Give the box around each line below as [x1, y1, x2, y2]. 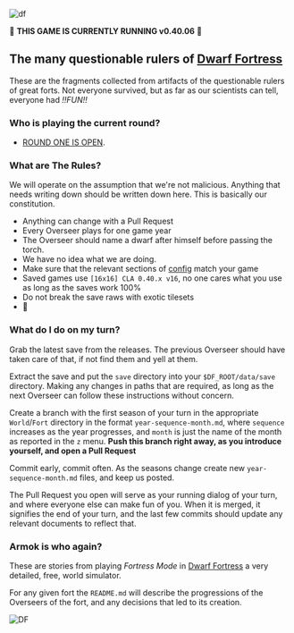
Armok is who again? [9, 540, 103, 553]
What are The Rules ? [9, 159, 102, 172]
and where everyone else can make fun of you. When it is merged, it [9, 499, 261, 510]
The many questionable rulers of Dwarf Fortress [9, 52, 283, 67]
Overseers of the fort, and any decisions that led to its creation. [9, 597, 243, 607]
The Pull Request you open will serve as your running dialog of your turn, [9, 489, 278, 500]
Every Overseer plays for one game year [21, 225, 172, 236]
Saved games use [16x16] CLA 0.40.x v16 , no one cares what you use [21, 273, 283, 283]
